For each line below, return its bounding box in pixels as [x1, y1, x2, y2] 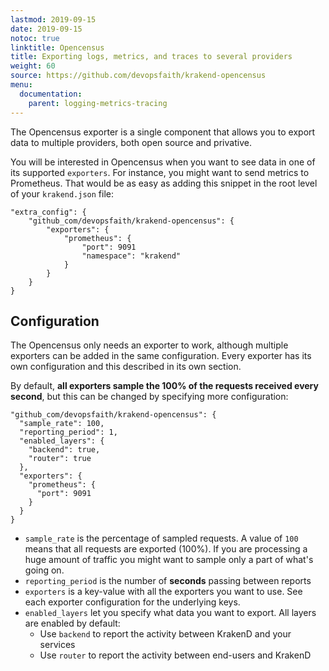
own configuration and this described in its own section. [10, 361, 242, 373]
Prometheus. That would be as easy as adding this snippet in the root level [10, 177, 318, 189]
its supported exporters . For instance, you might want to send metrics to [10, 166, 310, 178]
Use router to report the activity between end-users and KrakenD [39, 649, 312, 661]
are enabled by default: [24, 617, 121, 630]
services [39, 639, 76, 651]
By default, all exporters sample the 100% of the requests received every [10, 380, 319, 392]
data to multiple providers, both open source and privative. [10, 136, 252, 148]
